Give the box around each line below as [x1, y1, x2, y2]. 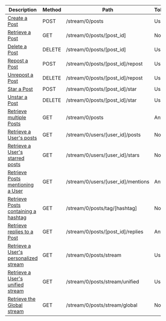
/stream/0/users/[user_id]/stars [66, 152, 140, 159]
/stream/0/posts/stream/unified [66, 279, 139, 285]
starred [7, 155, 25, 161]
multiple [7, 114, 26, 120]
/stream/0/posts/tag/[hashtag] [66, 205, 137, 211]
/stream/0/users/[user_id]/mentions [66, 178, 150, 185]
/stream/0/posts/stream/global [66, 302, 137, 308]
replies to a [7, 228, 34, 235]
